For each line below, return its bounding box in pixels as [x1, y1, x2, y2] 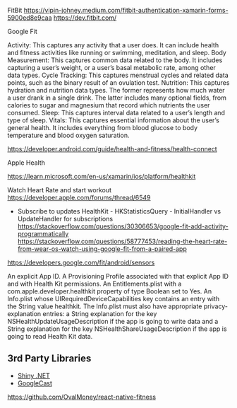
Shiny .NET [17, 371, 51, 380]
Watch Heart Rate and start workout [7, 186, 111, 194]
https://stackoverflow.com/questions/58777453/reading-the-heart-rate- [17, 237, 228, 245]
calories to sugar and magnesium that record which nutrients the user [7, 101, 210, 109]
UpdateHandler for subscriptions [17, 215, 114, 223]
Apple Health [7, 158, 46, 167]
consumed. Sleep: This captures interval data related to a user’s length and [7, 109, 226, 117]
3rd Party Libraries [7, 353, 92, 365]
